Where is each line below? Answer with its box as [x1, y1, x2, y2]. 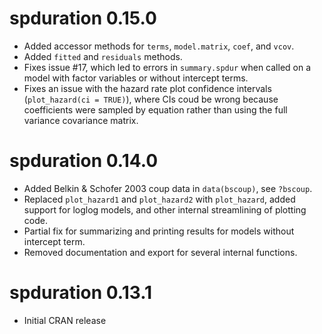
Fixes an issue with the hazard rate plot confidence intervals [23, 82, 272, 94]
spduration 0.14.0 [9, 150, 159, 172]
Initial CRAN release [23, 314, 107, 326]
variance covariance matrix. [23, 114, 139, 126]
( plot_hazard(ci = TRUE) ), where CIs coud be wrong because [23, 93, 279, 105]
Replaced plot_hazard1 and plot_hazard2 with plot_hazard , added [23, 193, 296, 205]
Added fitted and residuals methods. [23, 50, 183, 62]
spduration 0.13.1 [9, 282, 153, 304]
